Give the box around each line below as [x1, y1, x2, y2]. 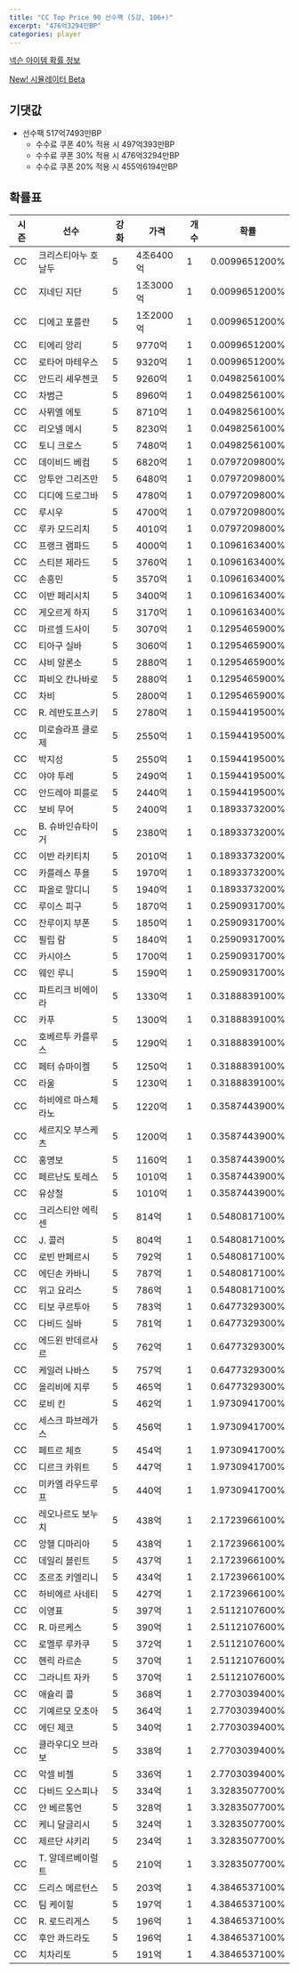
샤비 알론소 [38, 656, 83, 669]
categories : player [9, 29, 82, 38]
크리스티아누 [38, 249, 88, 261]
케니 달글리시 [38, 1818, 91, 1831]
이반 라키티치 [38, 850, 91, 862]
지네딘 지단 [38, 286, 83, 298]
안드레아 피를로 [38, 787, 99, 799]
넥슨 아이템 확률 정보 [9, 55, 81, 66]
